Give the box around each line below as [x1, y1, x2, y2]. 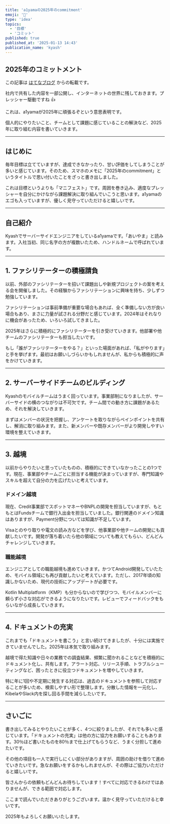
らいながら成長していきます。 [5, 602, 67, 608]
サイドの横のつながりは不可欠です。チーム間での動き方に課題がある [14, 399, 155, 405]
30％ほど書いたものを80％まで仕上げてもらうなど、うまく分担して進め [13, 738, 162, 744]
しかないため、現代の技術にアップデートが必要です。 [9, 578, 120, 585]
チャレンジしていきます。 [5, 539, 58, 545]
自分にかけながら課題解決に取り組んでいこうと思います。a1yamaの [22, 191, 162, 198]
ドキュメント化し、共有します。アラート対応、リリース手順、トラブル [5, 660, 151, 666]
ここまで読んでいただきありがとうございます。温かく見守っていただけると [5, 796, 160, 802]
